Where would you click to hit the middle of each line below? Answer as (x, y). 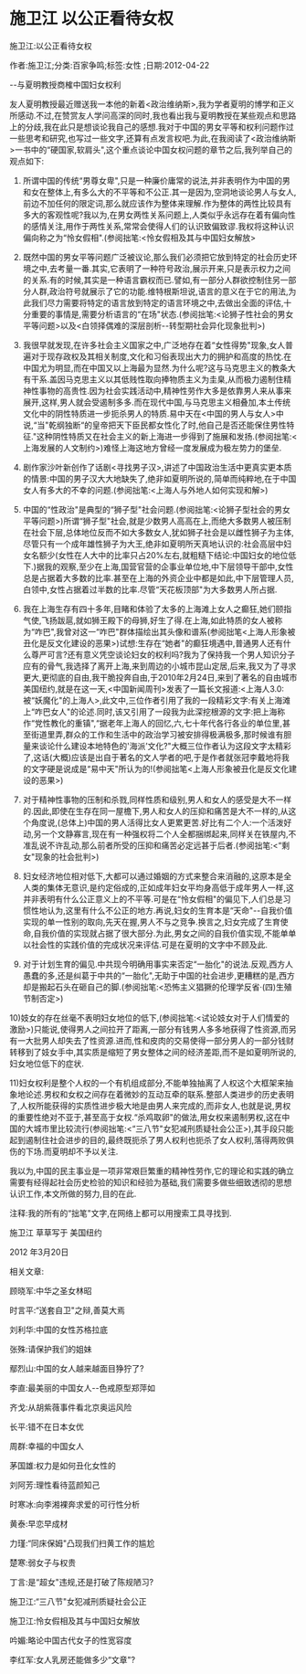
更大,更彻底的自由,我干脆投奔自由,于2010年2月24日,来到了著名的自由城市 (160, 677)
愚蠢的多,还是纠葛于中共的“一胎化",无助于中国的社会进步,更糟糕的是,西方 (158, 975)
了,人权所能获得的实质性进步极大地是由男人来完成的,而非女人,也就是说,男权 (150, 1106)
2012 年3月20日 (39, 1252)
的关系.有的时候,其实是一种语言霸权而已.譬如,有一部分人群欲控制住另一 (155, 280)
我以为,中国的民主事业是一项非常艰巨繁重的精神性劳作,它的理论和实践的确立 (152, 1171)
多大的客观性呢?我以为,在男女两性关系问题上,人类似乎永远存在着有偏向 (155, 215)
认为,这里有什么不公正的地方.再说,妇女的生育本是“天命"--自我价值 (170, 910)
